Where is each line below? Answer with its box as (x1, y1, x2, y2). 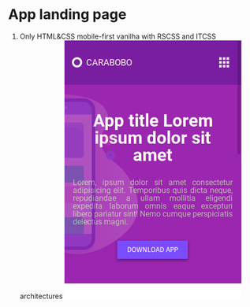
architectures (19, 291, 63, 301)
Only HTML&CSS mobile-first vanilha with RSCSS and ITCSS (19, 31, 217, 41)
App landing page (8, 6, 127, 24)
